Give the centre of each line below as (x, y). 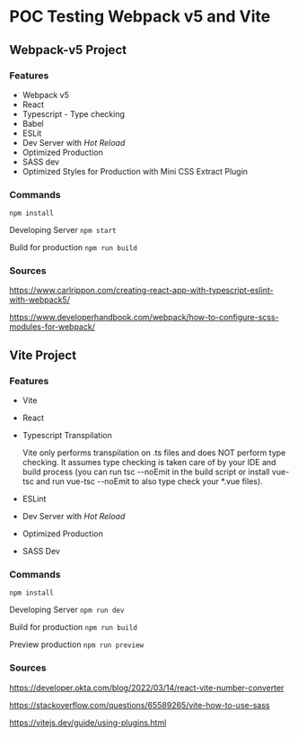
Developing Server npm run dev (67, 610)
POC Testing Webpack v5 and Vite (140, 17)
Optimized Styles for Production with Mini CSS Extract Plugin (135, 171)
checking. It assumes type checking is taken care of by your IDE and (149, 463)
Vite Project (43, 355)
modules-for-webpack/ (53, 327)
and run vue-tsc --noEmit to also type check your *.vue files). (149, 481)
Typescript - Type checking (74, 113)
